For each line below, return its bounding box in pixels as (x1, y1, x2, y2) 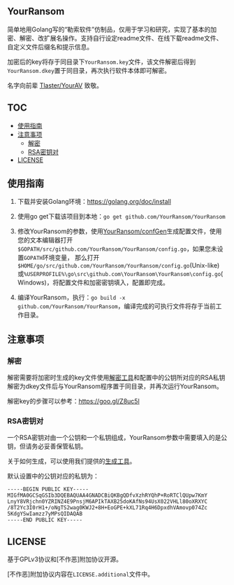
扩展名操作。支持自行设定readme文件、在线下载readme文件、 (43, 34, 223, 42)
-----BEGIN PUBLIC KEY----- (7, 486, 89, 493)
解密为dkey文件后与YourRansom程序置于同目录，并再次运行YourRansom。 (7, 382, 224, 391)
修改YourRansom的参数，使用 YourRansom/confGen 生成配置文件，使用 (17, 227, 222, 235)
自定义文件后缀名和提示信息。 (7, 42, 93, 51)
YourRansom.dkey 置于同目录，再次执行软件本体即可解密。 (7, 66, 171, 74)
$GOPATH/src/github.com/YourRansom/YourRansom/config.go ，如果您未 (17, 245, 218, 253)
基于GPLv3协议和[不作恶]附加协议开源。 (7, 555, 123, 563)
